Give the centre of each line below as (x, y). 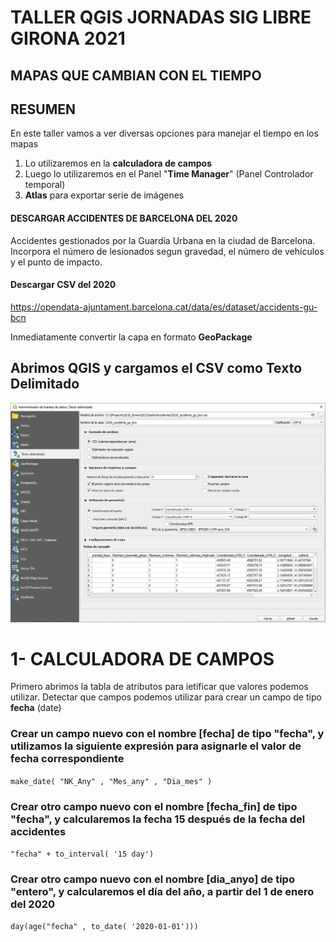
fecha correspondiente (67, 759)
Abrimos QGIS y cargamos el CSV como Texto (156, 368)
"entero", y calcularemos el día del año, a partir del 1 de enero (162, 891)
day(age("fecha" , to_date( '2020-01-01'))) (104, 927)
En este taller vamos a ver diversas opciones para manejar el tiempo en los (164, 133)
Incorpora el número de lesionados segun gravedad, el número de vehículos (167, 251)
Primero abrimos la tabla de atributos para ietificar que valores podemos (159, 687)
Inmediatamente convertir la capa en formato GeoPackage (131, 337)
